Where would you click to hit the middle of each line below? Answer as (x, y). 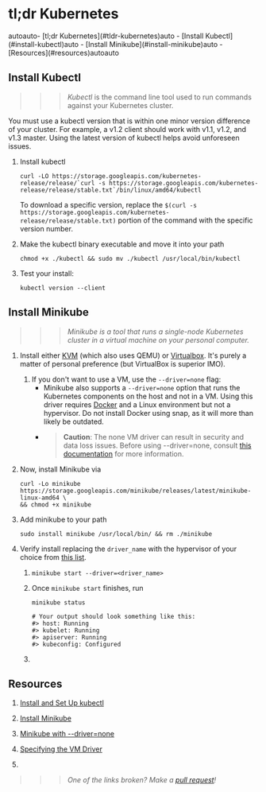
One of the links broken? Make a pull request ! (142, 780)
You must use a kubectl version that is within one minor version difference (129, 121)
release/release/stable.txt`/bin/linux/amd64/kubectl (110, 190)
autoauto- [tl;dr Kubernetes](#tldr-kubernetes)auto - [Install (106, 36)
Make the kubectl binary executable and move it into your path (122, 244)
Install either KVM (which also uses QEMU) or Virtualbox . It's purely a (133, 355)
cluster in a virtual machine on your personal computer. (158, 340)
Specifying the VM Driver (61, 749)
